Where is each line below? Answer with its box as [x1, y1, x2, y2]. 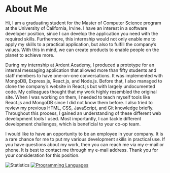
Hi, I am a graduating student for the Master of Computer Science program [5, 20, 161, 26]
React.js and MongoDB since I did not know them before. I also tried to [5, 99, 153, 105]
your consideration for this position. [5, 152, 80, 158]
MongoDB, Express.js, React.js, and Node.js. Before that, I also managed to [5, 78, 162, 84]
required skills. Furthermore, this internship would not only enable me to [5, 36, 156, 42]
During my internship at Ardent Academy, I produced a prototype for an [5, 62, 155, 68]
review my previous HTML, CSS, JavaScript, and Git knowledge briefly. [5, 105, 154, 111]
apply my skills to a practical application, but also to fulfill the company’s [5, 41, 157, 47]
